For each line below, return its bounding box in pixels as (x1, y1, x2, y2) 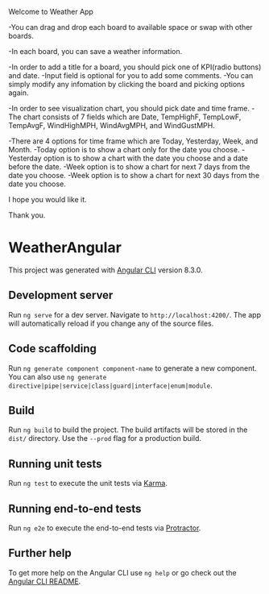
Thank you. (8, 210, 46, 220)
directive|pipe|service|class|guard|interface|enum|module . (8, 380, 213, 390)
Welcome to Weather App (8, 7, 94, 16)
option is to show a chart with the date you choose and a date (43, 153, 248, 163)
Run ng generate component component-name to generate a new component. (8, 363, 258, 373)
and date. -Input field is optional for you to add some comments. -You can (8, 71, 254, 80)
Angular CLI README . (8, 576, 81, 586)
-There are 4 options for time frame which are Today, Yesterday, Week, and (8, 136, 259, 146)
